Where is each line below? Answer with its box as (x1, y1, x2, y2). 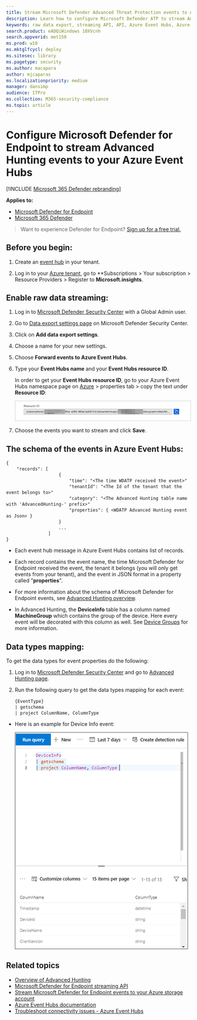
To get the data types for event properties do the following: (6, 658, 149, 665)
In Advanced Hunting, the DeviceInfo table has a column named (14, 606, 170, 613)
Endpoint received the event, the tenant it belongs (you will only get (14, 564, 178, 572)
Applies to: (6, 197, 33, 204)
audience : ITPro (6, 90, 46, 96)
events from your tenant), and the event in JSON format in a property (14, 571, 182, 578)
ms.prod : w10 (6, 41, 38, 46)
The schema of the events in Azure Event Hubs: (6, 444, 184, 454)
